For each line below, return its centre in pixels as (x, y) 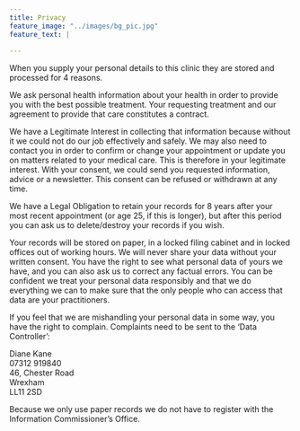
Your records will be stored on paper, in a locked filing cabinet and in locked (150, 242)
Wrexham (27, 383)
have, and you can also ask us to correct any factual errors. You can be (141, 271)
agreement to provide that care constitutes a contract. (109, 114)
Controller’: (30, 337)
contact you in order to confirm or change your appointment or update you (147, 151)
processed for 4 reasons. (56, 78)
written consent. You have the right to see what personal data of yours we (146, 262)
